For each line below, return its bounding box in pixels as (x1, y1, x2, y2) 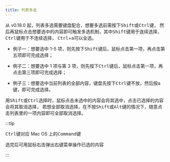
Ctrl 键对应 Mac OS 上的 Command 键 (5, 130, 81, 137)
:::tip (5, 120, 15, 126)
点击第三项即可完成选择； (12, 69, 67, 75)
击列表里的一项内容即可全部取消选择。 (5, 110, 86, 116)
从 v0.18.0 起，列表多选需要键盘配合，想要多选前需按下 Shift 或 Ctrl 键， (5, 22, 159, 28)
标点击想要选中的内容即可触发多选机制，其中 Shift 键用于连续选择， (18, 29, 162, 35)
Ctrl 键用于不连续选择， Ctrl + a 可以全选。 (5, 35, 97, 41)
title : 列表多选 (5, 7, 37, 13)
